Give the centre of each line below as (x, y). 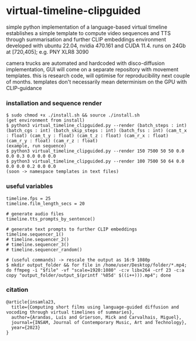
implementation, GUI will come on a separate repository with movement (92, 69)
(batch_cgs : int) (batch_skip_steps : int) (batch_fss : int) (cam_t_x (97, 131)
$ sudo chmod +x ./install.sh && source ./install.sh (73, 115)
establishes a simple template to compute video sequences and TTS (88, 33)
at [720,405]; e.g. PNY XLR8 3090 (47, 51)
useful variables (30, 187)
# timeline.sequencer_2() (37, 239)
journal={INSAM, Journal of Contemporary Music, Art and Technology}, (99, 322)
